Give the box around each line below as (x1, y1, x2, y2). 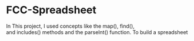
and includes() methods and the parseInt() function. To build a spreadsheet (6, 28, 188, 35)
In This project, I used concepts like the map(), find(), (6, 23, 135, 29)
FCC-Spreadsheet (6, 3, 97, 17)
